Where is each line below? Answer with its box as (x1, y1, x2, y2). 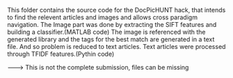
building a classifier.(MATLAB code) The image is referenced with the (7, 28, 206, 36)
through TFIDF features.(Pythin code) (7, 50, 115, 58)
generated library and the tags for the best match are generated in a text (7, 35, 215, 43)
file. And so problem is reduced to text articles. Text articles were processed (7, 43, 226, 50)
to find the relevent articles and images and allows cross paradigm (7, 13, 198, 21)
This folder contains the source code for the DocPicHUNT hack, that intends (7, 6, 226, 14)
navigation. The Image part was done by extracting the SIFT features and (7, 21, 217, 28)
